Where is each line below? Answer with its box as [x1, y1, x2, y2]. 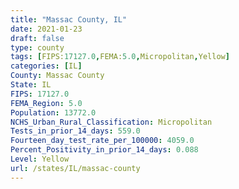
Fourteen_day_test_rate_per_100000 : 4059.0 [10, 136, 195, 146]
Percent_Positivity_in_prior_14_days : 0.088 [10, 145, 199, 155]
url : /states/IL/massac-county [10, 163, 141, 173]
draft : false [10, 33, 65, 43]
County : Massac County [10, 71, 105, 81]
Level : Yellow [10, 154, 70, 164]
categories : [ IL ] [10, 61, 83, 71]
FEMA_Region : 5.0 [10, 98, 83, 108]
